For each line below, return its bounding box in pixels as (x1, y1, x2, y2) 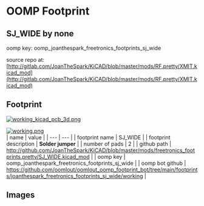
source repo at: (6, 56, 44, 63)
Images (6, 190, 35, 201)
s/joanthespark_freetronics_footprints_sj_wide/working (6, 172, 143, 179)
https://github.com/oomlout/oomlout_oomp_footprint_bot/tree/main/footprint (6, 165, 198, 173)
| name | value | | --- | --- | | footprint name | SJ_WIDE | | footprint (6, 133, 171, 141)
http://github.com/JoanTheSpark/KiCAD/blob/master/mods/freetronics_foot (6, 147, 195, 154)
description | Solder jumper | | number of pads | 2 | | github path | (6, 140, 172, 147)
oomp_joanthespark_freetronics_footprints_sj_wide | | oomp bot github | (6, 159, 186, 167)
